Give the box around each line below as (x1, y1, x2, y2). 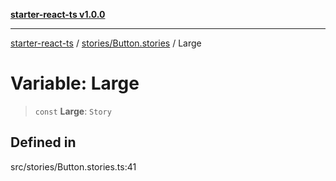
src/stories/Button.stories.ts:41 (10, 160, 137, 173)
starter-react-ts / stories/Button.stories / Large (10, 37, 202, 49)
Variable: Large (10, 72, 140, 95)
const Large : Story (34, 105, 112, 117)
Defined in (10, 134, 77, 151)
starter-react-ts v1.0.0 (10, 9, 106, 20)
